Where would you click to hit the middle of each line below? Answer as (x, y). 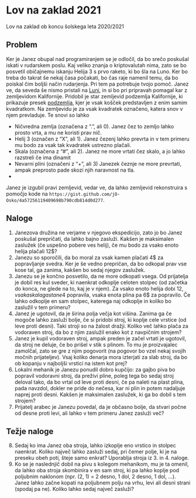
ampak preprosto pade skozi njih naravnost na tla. (75, 170)
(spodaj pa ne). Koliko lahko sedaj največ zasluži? (74, 489)
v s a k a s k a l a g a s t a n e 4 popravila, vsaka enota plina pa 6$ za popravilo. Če (102, 295)
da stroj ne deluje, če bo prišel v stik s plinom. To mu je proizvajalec (96, 344)
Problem (22, 45)
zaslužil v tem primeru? (43, 307)
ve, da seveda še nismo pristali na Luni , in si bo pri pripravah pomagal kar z (97, 90)
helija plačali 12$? (36, 251)
